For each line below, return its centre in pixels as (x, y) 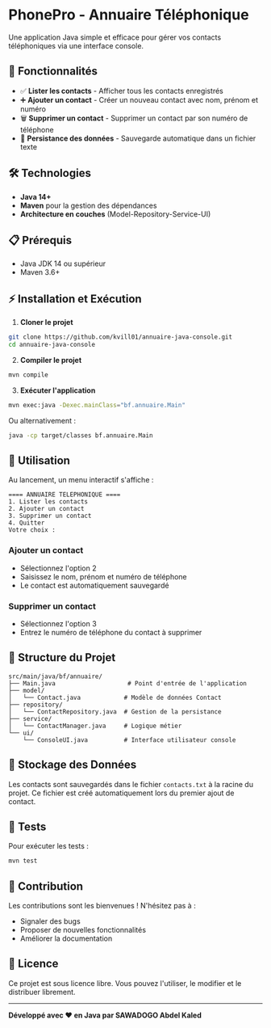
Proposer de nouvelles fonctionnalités (83, 930)
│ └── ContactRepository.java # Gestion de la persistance (115, 712)
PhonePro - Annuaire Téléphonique (129, 15)
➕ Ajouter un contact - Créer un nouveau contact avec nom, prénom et (139, 99)
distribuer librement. (42, 992)
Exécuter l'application (58, 390)
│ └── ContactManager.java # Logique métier (95, 726)
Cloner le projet (47, 322)
